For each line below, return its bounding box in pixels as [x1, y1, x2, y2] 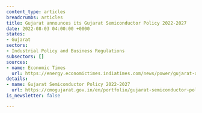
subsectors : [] [6, 53, 44, 60]
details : [6, 76, 28, 82]
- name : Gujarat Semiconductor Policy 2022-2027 [6, 82, 130, 88]
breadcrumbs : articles [6, 14, 63, 20]
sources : [6, 59, 28, 65]
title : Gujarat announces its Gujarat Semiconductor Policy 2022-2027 [6, 20, 187, 26]
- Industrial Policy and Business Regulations [6, 48, 125, 54]
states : [6, 31, 26, 37]
